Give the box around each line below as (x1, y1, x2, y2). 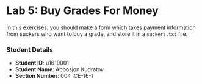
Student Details (6, 45, 54, 54)
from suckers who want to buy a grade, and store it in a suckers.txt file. (6, 30, 188, 37)
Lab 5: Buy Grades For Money (6, 4, 159, 18)
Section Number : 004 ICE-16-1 (15, 72, 94, 80)
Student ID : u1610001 (15, 59, 69, 67)
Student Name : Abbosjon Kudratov (15, 66, 104, 73)
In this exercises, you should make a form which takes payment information (6, 24, 197, 31)
